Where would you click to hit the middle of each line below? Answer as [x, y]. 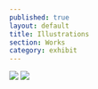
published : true [39, 17]
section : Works [37, 42]
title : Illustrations [49, 34]
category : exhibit [43, 51]
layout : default [39, 26]
